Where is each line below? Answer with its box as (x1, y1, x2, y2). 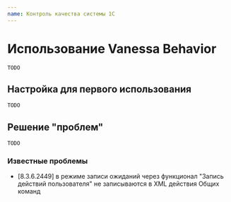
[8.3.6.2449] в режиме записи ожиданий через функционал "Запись (17, 172, 224, 181)
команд (17, 187, 41, 196)
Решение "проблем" (7, 121, 104, 133)
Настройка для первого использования (7, 83, 192, 95)
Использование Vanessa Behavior (7, 40, 217, 57)
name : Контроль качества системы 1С (7, 10, 115, 18)
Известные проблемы (7, 156, 88, 166)
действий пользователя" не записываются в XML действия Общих (17, 179, 220, 188)
